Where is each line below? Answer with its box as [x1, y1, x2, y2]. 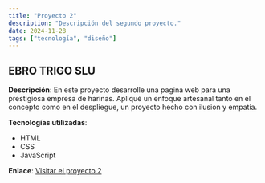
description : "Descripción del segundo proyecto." [8, 19, 181, 27]
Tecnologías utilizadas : [8, 118, 88, 128]
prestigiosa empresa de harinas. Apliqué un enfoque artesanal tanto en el [8, 94, 251, 104]
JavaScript [19, 150, 56, 161]
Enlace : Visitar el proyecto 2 [8, 166, 102, 176]
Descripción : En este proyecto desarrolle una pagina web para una [8, 85, 230, 95]
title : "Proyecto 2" [8, 11, 78, 20]
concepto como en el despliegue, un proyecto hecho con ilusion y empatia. [8, 102, 258, 112]
